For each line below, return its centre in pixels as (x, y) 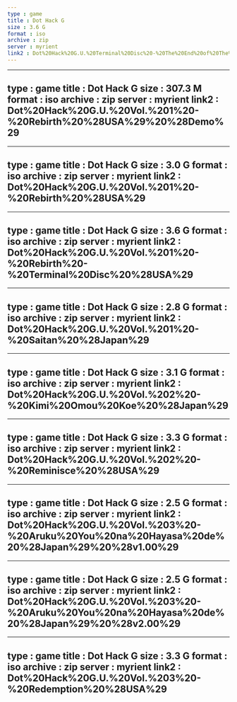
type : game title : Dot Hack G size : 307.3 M (105, 89)
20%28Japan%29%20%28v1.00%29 (93, 547)
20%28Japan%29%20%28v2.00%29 (94, 623)
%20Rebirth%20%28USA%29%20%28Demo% (116, 122)
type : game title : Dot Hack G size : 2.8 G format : (117, 307)
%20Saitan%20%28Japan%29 (78, 340)
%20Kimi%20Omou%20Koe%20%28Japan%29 (118, 405)
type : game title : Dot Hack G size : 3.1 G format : (116, 372)
